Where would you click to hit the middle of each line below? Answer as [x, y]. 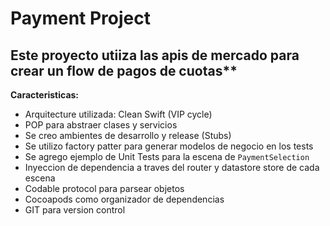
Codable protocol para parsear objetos [104, 188]
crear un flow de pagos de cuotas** [124, 70]
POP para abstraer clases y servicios [101, 125]
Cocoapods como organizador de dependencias [124, 199]
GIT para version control [75, 210]
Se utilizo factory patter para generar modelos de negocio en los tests [169, 146]
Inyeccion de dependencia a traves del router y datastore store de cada [172, 167]
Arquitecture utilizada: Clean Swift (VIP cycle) [118, 114]
